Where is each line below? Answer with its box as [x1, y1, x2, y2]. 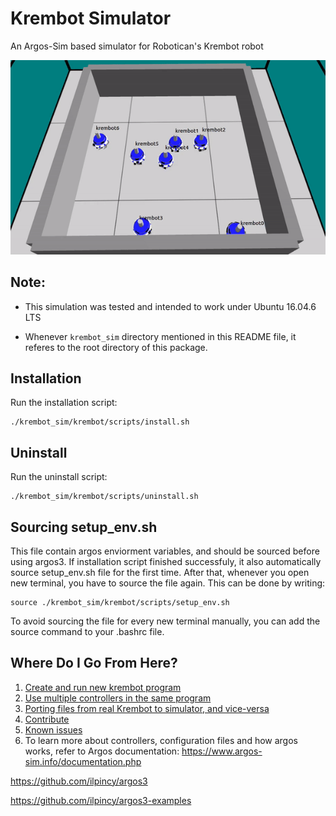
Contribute [24, 713, 70, 725]
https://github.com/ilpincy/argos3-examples [10, 794, 192, 806]
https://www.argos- [181, 745, 263, 757]
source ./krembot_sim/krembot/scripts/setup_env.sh [10, 597, 230, 607]
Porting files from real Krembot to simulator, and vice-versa [24, 702, 270, 714]
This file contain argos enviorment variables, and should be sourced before [10, 545, 320, 557]
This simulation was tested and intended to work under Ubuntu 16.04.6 [24, 300, 317, 312]
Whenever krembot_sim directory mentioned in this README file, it [24, 330, 297, 342]
